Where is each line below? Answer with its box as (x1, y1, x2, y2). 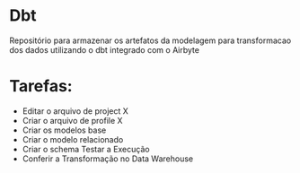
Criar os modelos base (22, 125, 107, 135)
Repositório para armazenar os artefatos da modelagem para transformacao (9, 35, 292, 46)
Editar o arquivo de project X (22, 105, 128, 117)
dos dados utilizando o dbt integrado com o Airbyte (9, 44, 200, 55)
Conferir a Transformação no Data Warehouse (22, 153, 194, 164)
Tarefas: (9, 76, 74, 97)
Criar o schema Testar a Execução (22, 143, 150, 154)
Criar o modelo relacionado (22, 134, 124, 144)
